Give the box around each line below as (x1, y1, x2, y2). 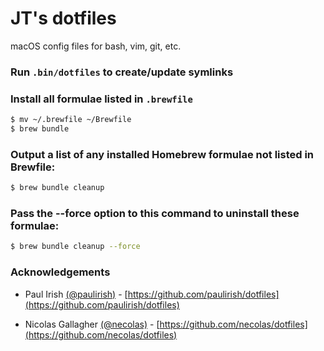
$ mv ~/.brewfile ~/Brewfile (10, 115, 132, 125)
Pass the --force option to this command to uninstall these (10, 207, 300, 220)
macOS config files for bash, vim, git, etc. (10, 40, 182, 52)
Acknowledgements (10, 265, 111, 279)
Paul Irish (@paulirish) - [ (24, 288, 128, 300)
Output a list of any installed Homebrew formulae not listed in (10, 147, 315, 161)
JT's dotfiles (10, 7, 117, 30)
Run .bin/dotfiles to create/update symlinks (10, 65, 234, 79)
